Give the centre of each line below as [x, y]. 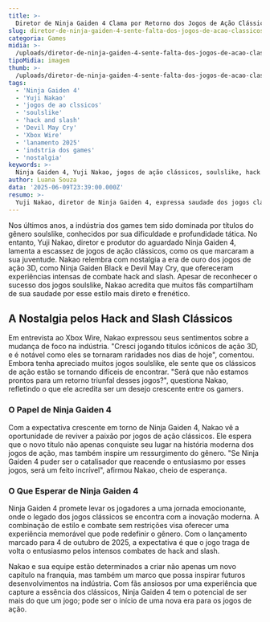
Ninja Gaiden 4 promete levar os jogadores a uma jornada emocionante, [127, 508]
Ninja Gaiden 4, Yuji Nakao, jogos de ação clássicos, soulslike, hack [138, 173]
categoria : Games [37, 38]
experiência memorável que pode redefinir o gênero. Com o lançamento [128, 534]
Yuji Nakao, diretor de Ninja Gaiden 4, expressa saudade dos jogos [133, 202]
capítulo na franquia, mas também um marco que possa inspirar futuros [127, 575]
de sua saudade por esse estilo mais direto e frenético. [99, 293]
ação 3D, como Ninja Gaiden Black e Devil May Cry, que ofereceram [121, 268]
